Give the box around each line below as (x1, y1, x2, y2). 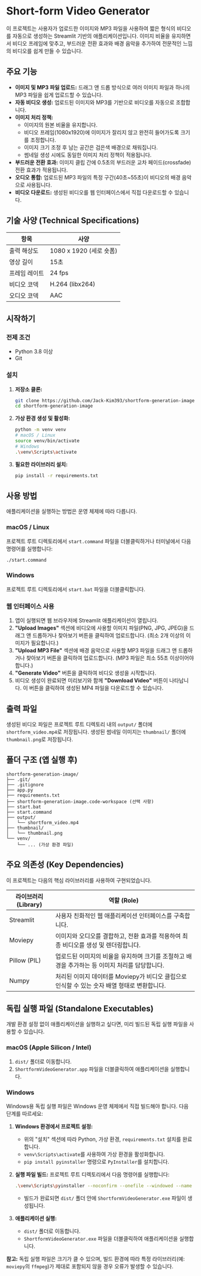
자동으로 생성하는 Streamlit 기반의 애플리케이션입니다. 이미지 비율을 (12, 32, 170, 40)
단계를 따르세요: (6, 1110, 44, 1117)
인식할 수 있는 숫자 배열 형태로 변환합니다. (55, 981, 166, 990)
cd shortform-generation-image (14, 403, 93, 409)
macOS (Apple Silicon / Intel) (6, 1043, 92, 1052)
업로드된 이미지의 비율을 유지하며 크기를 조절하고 (55, 952, 185, 960)
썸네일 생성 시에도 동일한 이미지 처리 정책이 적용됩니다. (23, 151, 152, 158)
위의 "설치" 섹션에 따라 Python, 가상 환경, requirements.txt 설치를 (23, 1136, 181, 1143)
